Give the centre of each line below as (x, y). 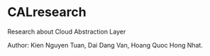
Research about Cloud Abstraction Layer (67, 31)
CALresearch (47, 12)
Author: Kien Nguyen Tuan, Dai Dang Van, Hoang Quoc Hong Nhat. (105, 45)
